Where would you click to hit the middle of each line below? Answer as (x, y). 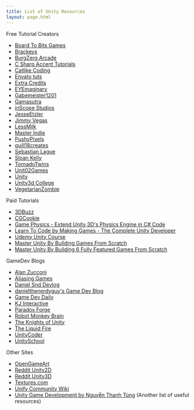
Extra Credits (30, 82)
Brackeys (26, 51)
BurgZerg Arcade (36, 58)
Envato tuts (28, 76)
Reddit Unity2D (33, 370)
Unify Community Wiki (42, 388)
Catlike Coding (33, 70)
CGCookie (27, 218)
